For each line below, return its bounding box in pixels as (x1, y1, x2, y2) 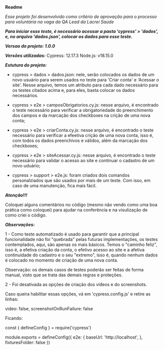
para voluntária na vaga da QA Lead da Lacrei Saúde (5, 19, 114, 25)
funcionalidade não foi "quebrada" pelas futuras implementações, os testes (5, 237, 158, 242)
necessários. (12, 93, 38, 98)
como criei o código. (5, 212, 47, 218)
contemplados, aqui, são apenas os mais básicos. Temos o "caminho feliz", (5, 242, 158, 247)
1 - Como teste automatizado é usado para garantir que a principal (5, 231, 139, 237)
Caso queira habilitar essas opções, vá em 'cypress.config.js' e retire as (5, 291, 151, 296)
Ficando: (5, 315, 23, 321)
